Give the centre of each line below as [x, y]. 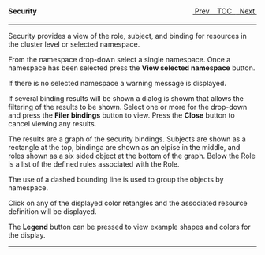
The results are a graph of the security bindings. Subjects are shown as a [127, 139]
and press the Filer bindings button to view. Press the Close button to [121, 115]
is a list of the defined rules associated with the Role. [94, 164]
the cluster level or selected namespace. [74, 44]
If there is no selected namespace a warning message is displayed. [118, 84]
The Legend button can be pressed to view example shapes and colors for [129, 227]
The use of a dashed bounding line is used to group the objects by [116, 180]
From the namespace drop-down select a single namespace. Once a [119, 60]
